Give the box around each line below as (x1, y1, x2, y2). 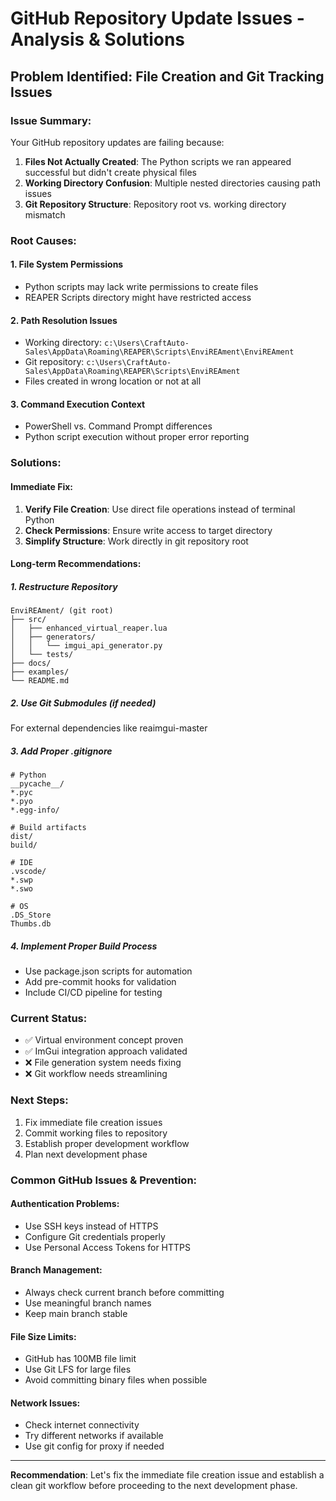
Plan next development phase (24, 1148, 148, 1160)
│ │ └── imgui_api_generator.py (10, 641, 163, 651)
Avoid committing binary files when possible (24, 1374, 208, 1386)
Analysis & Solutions (10, 28, 186, 51)
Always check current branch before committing (24, 1286, 225, 1298)
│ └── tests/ (10, 650, 74, 660)
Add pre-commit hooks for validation (24, 976, 177, 987)
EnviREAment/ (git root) (10, 606, 114, 616)
